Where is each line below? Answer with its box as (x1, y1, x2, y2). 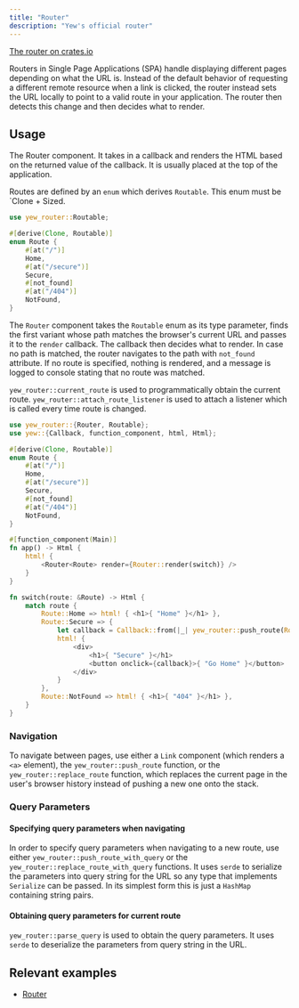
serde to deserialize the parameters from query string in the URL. (9, 939, 247, 950)
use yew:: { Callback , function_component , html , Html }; (9, 428, 217, 437)
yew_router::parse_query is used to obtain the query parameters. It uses (9, 930, 274, 940)
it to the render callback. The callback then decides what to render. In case (9, 338, 284, 349)
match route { (25, 601, 77, 610)
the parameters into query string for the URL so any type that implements (9, 871, 278, 882)
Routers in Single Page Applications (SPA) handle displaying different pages (9, 63, 287, 74)
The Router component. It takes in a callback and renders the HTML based (9, 150, 283, 161)
